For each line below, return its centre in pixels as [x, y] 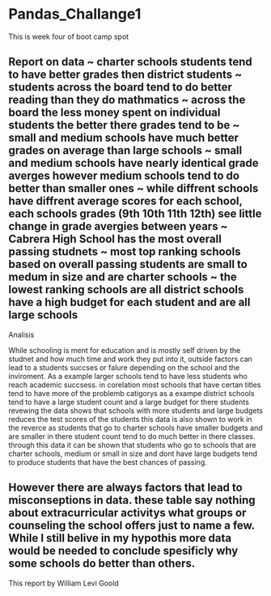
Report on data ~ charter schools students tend [130, 62]
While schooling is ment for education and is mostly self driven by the [125, 350]
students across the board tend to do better [121, 87]
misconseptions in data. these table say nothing [132, 500]
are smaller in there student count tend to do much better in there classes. [132, 436]
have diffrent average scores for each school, [125, 201]
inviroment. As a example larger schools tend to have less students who [128, 376]
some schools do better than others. [102, 564]
